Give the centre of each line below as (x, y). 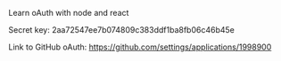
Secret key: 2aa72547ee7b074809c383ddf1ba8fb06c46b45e (122, 30)
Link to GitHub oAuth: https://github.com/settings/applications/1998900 (140, 47)
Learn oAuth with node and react (69, 13)
